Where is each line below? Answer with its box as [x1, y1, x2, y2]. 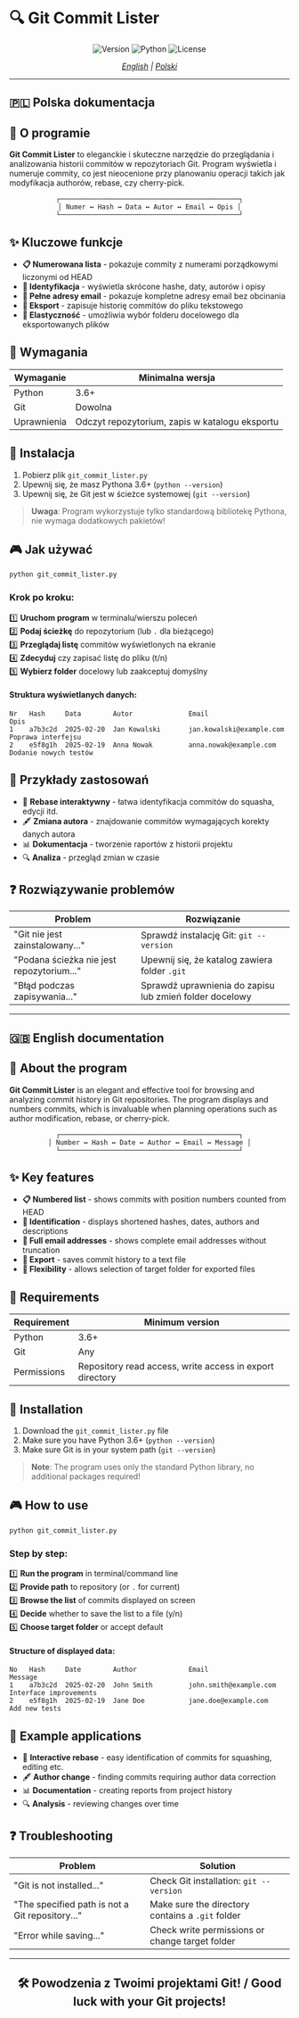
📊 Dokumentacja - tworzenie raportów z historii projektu [21, 839, 233, 849]
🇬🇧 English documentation [9, 1030, 165, 1046]
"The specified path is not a [13, 1898, 129, 1910]
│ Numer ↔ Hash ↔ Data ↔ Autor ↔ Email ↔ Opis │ [57, 203, 242, 211]
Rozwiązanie [185, 913, 241, 925]
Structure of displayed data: [9, 1645, 116, 1656]
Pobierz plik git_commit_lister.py [21, 469, 149, 480]
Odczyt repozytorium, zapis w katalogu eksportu [75, 415, 279, 427]
